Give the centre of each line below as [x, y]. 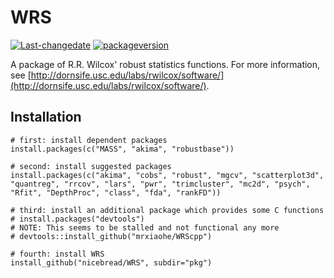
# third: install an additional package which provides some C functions [167, 210]
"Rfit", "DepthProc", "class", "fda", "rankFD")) [116, 192]
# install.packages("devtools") [77, 219]
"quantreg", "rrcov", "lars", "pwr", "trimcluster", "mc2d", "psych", [160, 184]
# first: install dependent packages [89, 140]
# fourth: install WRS [57, 254]
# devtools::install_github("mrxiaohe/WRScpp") [111, 236]
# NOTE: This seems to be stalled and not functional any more [145, 227]
